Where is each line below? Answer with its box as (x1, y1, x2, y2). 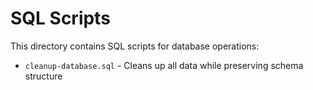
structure (24, 70, 63, 82)
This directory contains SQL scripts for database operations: (10, 40, 260, 52)
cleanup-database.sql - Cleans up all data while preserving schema (24, 59, 304, 71)
